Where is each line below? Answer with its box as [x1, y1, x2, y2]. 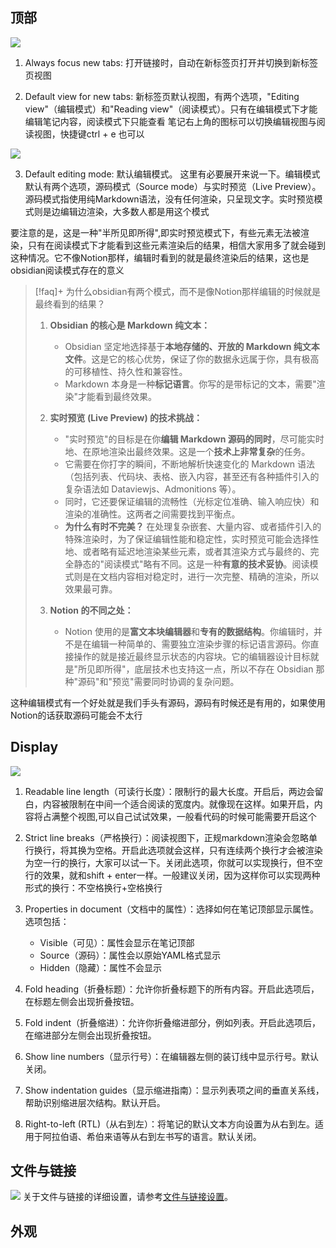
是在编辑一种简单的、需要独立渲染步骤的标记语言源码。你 [73, 638, 311, 650]
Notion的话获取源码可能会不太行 [10, 709, 143, 721]
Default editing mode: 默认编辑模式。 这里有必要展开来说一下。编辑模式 [24, 168, 321, 180]
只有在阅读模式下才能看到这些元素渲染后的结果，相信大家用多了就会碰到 [27, 239, 326, 251]
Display [10, 739, 59, 756]
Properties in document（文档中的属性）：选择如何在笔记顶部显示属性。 [24, 903, 319, 915]
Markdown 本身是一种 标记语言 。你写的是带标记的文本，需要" [64, 378, 317, 390]
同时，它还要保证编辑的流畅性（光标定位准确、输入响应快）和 [64, 495, 320, 507]
